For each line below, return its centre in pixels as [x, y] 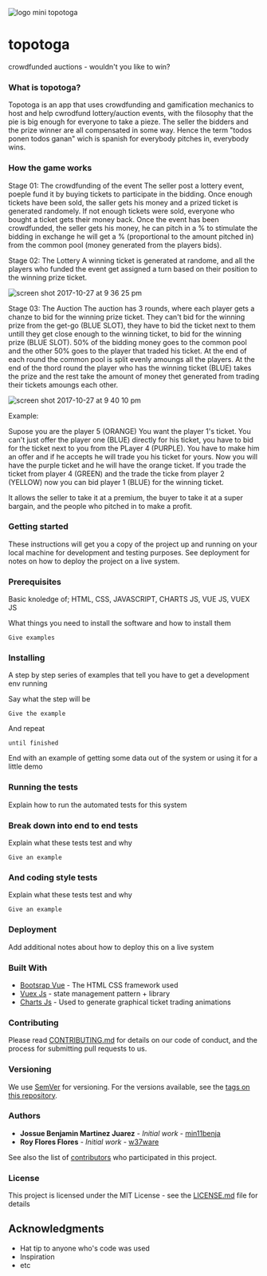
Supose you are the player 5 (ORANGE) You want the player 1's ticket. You [130, 431]
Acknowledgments [57, 1229]
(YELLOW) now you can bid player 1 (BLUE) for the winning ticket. [116, 482]
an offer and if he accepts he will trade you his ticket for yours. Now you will [133, 456]
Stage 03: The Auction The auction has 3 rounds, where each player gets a [132, 308]
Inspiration [37, 1256]
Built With [28, 968]
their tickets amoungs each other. [63, 384]
